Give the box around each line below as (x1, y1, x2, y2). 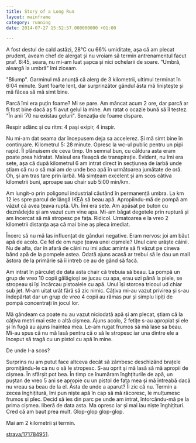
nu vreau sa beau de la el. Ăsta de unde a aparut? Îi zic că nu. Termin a (6, 383, 177, 390)
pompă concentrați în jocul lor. (6, 300, 80, 307)
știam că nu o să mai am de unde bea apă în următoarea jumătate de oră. (6, 166, 183, 173)
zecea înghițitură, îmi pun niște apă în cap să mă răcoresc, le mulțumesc (6, 390, 180, 397)
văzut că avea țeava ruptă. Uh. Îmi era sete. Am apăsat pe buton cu (6, 202, 169, 210)
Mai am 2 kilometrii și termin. (6, 420, 76, 427)
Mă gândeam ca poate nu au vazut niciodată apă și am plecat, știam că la (6, 311, 183, 318)
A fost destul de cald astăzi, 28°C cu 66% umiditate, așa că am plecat (6, 46, 174, 53)
